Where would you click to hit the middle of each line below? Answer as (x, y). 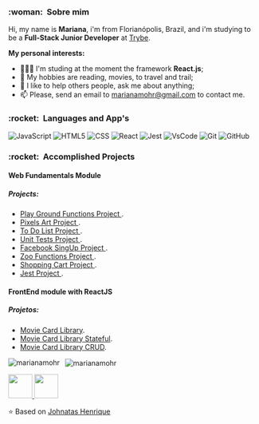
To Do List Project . (51, 231)
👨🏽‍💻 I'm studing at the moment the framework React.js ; (112, 69)
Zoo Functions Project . (58, 256)
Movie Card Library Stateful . (66, 339)
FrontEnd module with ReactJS (61, 291)
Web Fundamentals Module (55, 176)
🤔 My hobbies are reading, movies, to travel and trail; (106, 77)
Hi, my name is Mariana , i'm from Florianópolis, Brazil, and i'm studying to (129, 30)
